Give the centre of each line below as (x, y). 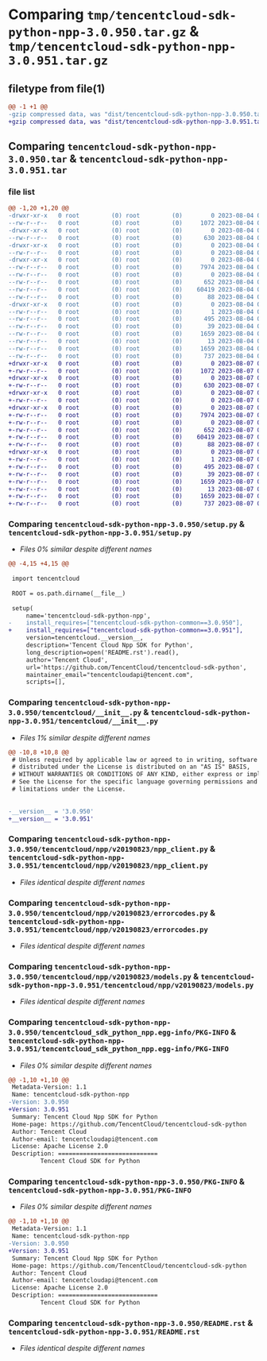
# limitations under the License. (69, 789)
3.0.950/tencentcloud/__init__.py (75, 713)
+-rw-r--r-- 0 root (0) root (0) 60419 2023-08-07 (131, 437)
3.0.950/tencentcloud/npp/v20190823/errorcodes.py (108, 913)
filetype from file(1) (57, 89)
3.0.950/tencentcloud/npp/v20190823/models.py (100, 976)
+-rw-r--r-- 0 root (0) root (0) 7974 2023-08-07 (131, 415)
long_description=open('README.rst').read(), (103, 652)
